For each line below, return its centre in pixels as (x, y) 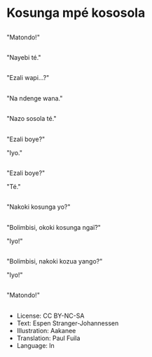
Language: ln (35, 345)
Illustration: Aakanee (46, 330)
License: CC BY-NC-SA (50, 316)
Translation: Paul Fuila (48, 338)
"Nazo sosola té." (32, 119)
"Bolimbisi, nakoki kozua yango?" (55, 261)
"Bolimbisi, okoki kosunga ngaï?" (54, 227)
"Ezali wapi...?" (28, 78)
